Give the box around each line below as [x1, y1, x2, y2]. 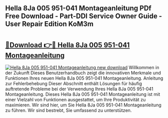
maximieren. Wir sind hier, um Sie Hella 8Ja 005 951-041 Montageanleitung [5, 102, 161, 108]
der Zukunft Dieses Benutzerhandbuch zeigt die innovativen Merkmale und [5, 70, 161, 76]
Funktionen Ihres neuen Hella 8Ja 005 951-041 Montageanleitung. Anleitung [5, 75, 163, 81]
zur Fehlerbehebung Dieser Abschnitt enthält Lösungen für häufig [5, 81, 142, 86]
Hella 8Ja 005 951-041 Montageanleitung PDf [5, 4, 152, 13]
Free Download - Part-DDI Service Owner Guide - [5, 12, 162, 21]
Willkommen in [128, 65, 159, 70]
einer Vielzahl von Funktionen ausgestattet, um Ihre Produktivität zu [5, 97, 146, 102]
